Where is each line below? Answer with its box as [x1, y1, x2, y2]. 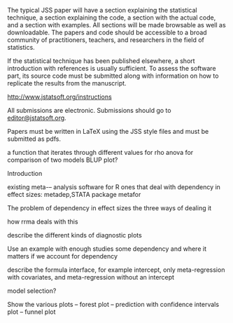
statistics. [7, 43, 35, 51]
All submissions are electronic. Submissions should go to [7, 106, 171, 114]
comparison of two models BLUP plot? [7, 156, 118, 164]
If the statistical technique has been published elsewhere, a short [7, 57, 195, 65]
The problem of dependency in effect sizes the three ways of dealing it [7, 204, 212, 212]
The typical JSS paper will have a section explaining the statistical [7, 6, 197, 14]
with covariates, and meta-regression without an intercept [7, 273, 175, 281]
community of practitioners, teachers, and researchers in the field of [7, 36, 205, 44]
